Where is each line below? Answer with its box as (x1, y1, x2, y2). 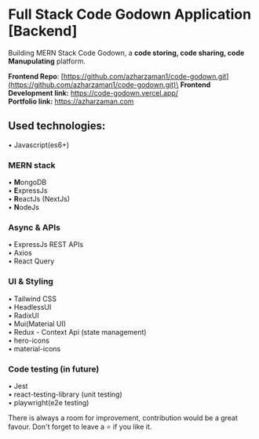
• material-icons (8, 343, 61, 354)
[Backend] (8, 22, 78, 40)
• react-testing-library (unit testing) (8, 390, 123, 399)
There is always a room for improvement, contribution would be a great (8, 413, 238, 423)
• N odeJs (8, 202, 39, 212)
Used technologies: (8, 119, 106, 132)
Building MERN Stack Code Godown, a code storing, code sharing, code (8, 48, 245, 57)
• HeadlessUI (8, 302, 52, 311)
